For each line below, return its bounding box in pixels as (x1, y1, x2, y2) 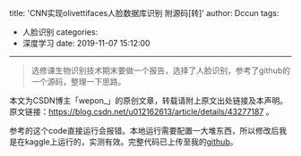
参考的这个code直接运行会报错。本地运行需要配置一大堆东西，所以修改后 (9, 126, 279, 135)
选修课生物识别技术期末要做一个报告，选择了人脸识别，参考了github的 (30, 65, 291, 76)
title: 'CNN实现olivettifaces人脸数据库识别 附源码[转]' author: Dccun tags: (9, 8, 279, 18)
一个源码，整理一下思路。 (30, 77, 126, 86)
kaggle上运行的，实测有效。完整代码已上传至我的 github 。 (24, 136, 238, 147)
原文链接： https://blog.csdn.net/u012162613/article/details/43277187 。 (9, 106, 275, 117)
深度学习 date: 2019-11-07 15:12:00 (21, 38, 150, 48)
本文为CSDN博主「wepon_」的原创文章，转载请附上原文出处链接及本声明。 (9, 95, 288, 105)
